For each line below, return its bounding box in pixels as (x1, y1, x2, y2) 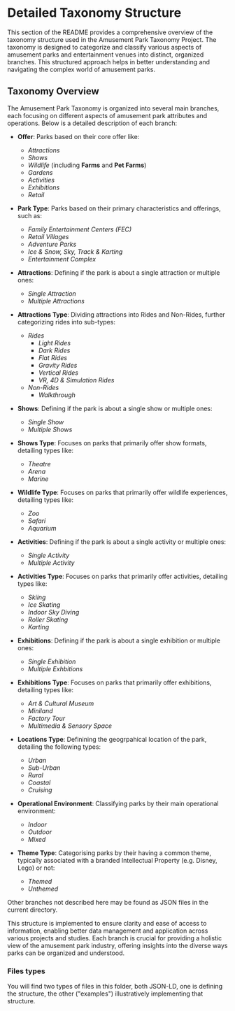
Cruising (27, 785, 52, 794)
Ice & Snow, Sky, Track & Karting (27, 247, 123, 256)
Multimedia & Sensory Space (27, 722, 113, 730)
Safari (27, 516, 46, 525)
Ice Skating (27, 600, 61, 609)
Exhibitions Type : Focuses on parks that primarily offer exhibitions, (17, 678, 212, 687)
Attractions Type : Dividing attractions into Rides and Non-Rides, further (17, 310, 225, 319)
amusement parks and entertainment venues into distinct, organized (7, 50, 204, 59)
